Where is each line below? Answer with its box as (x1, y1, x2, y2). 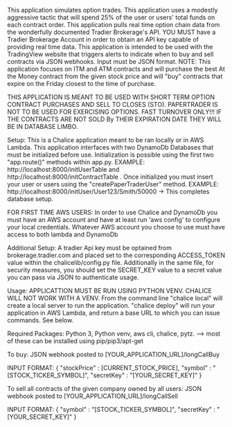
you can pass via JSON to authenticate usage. (7, 273, 139, 281)
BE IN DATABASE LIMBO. (7, 123, 78, 130)
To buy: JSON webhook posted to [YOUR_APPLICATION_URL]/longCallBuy (7, 350, 220, 358)
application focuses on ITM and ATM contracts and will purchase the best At (7, 65, 225, 73)
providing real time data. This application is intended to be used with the (7, 43, 213, 51)
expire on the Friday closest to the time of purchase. (7, 80, 157, 87)
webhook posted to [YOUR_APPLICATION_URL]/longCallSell (7, 392, 178, 400)
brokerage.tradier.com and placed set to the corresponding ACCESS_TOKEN (7, 251, 226, 259)
